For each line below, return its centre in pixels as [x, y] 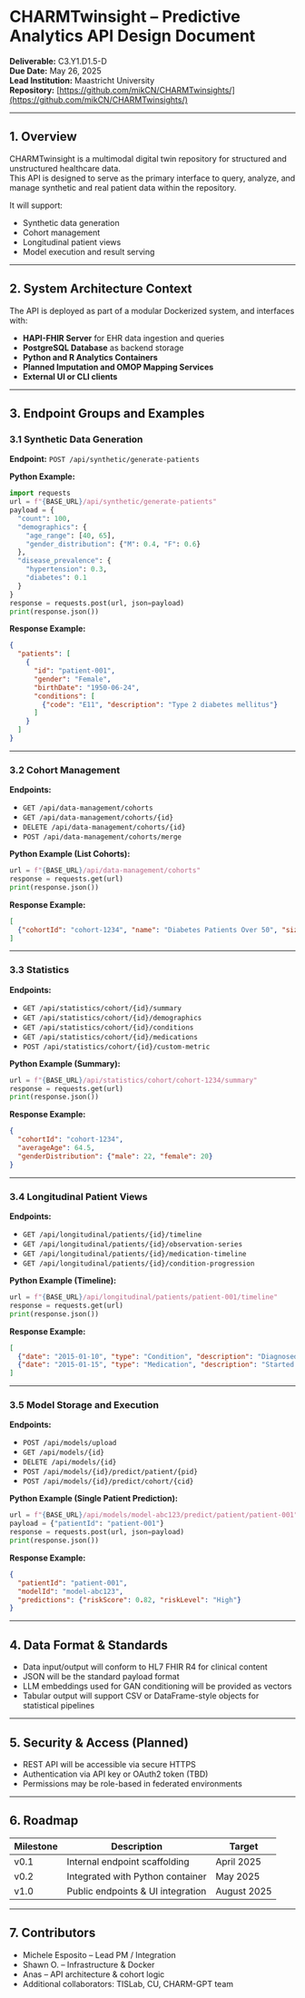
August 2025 [244, 1891]
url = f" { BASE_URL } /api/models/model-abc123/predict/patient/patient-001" [154, 1515]
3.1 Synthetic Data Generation [76, 439]
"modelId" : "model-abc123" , [71, 1591]
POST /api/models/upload [69, 1443]
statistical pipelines [59, 1706]
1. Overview [43, 137]
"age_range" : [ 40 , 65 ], [71, 536]
